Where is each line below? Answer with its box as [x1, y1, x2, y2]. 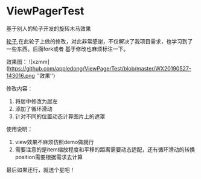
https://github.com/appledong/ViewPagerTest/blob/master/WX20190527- [8, 64, 192, 72]
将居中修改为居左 [14, 98, 58, 105]
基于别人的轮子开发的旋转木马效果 [6, 25, 91, 32]
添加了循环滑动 [14, 105, 53, 112]
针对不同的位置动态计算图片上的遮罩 [14, 113, 106, 120]
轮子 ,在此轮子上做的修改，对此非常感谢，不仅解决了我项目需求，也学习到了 [6, 37, 193, 45]
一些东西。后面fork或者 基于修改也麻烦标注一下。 [6, 45, 129, 52]
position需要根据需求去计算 [14, 153, 83, 160]
